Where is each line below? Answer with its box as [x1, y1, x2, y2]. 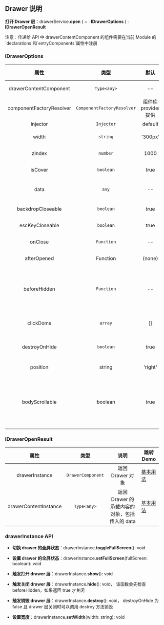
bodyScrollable [21, 399, 57, 406]
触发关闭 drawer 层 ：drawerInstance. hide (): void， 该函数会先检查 [12, 581, 146, 587]
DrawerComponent [66, 473, 104, 478]
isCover [30, 167, 48, 173]
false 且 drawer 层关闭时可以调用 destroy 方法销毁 [12, 603, 113, 609]
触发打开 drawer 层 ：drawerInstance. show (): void [12, 571, 113, 577]
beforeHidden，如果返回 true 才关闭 [12, 587, 85, 593]
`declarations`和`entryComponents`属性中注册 [5, 40, 98, 46]
